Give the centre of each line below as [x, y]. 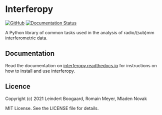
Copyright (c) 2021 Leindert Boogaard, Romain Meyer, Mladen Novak [76, 99]
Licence [18, 86]
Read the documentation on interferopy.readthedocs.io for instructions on [81, 65]
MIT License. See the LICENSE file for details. [52, 108]
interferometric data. [26, 38]
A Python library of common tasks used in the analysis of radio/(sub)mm [80, 32]
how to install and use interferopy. [40, 71]
